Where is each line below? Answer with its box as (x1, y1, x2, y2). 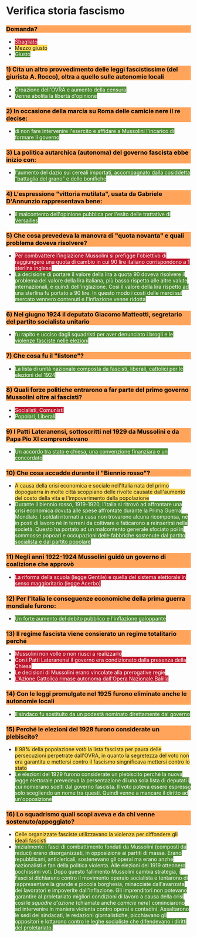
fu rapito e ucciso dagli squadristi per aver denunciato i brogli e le (14, 331, 174, 338)
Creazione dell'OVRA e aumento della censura (14, 86, 127, 93)
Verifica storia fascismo (6, 4, 125, 18)
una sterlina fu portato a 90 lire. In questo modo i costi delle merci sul (14, 289, 183, 297)
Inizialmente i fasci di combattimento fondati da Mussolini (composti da (14, 843, 186, 850)
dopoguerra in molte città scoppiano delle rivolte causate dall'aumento (14, 488, 186, 496)
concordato (14, 454, 43, 461)
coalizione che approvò (6, 560, 74, 568)
